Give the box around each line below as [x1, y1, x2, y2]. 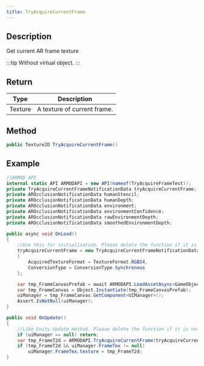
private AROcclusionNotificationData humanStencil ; [6, 192, 140, 198]
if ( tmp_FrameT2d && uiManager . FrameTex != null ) [17, 343, 146, 349]
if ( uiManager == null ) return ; [17, 331, 99, 337]
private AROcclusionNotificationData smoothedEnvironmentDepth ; [6, 220, 172, 226]
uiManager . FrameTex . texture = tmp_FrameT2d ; [28, 348, 143, 355]
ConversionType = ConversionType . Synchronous [28, 265, 146, 271]
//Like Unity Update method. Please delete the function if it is [17, 326, 189, 332]
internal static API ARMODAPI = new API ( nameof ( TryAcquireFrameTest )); [6, 180, 191, 186]
